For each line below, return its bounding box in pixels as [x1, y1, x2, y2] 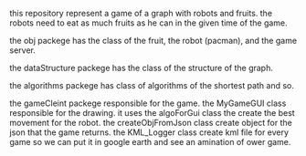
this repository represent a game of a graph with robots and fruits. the [9, 8, 272, 18]
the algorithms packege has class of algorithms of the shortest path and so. [9, 80, 295, 90]
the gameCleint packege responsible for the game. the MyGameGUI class [9, 98, 287, 109]
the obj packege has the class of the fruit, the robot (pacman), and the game [9, 36, 298, 46]
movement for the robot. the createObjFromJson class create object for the [9, 118, 292, 128]
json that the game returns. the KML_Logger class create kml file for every [9, 127, 290, 138]
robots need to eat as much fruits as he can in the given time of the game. [9, 17, 288, 28]
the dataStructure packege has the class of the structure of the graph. [9, 63, 274, 73]
